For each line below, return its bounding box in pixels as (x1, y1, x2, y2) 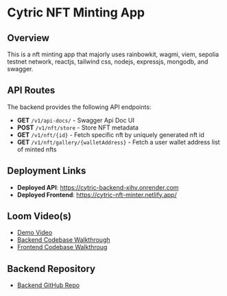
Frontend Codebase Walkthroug (16, 243, 108, 251)
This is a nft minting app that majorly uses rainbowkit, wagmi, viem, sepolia (7, 50, 219, 58)
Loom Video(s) (7, 210, 72, 222)
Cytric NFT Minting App (7, 5, 145, 21)
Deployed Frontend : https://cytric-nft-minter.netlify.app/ (16, 190, 177, 199)
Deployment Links (7, 165, 86, 177)
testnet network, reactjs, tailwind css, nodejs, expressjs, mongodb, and (7, 58, 208, 66)
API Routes (7, 84, 56, 97)
